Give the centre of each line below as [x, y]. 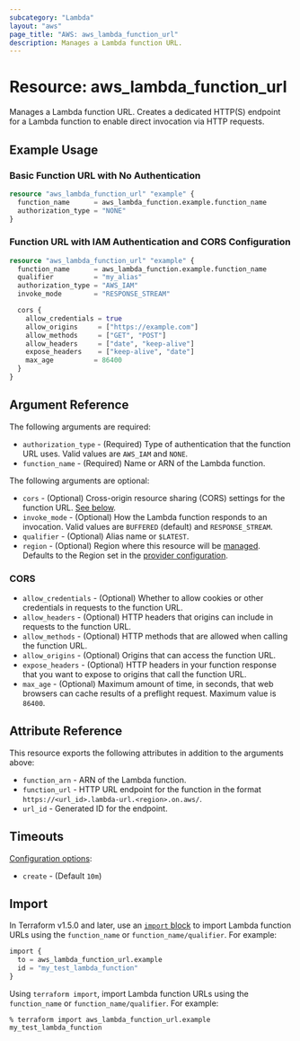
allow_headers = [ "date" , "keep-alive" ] [110, 344]
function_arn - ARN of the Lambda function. [104, 780]
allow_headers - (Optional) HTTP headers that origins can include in [148, 617]
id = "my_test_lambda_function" [78, 968]
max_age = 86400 [74, 360]
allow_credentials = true [74, 318]
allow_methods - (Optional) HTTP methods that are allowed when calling [155, 636]
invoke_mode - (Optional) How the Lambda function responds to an [145, 516]
